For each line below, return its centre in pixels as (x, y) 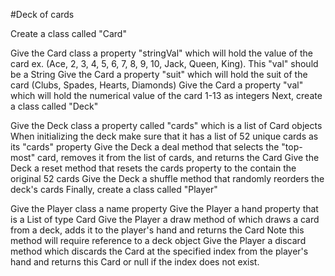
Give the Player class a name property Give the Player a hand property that (164, 208)
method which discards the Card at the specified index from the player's (159, 251)
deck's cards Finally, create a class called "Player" (114, 189)
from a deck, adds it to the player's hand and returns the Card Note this (157, 230)
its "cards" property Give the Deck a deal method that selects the (145, 147)
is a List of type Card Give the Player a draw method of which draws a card (165, 219)
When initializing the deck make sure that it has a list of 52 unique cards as (164, 136)
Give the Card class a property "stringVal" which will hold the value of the (161, 53)
